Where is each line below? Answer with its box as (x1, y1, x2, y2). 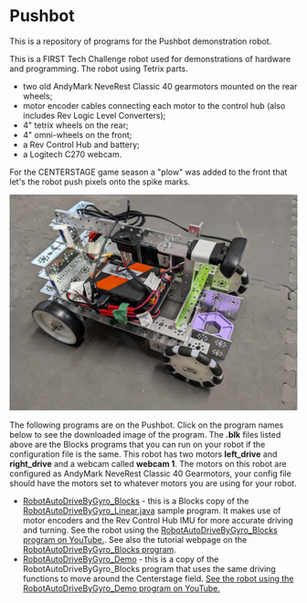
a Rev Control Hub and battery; (22, 139, 140, 150)
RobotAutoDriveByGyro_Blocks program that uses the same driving (22, 563, 276, 574)
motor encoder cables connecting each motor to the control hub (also (22, 100, 286, 111)
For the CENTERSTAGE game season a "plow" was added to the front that (9, 166, 288, 177)
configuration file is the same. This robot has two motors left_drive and (9, 449, 278, 460)
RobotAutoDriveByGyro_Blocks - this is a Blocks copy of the (22, 495, 249, 506)
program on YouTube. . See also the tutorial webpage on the (22, 534, 248, 545)
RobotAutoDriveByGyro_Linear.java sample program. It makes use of (22, 504, 281, 516)
